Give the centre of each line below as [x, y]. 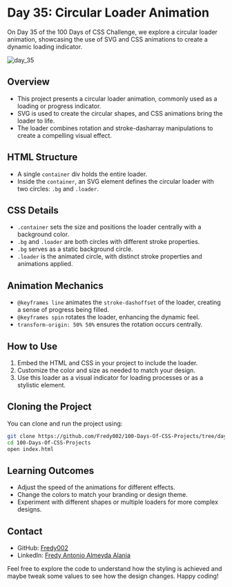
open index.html [30, 449]
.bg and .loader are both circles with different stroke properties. [108, 242]
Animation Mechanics [55, 286]
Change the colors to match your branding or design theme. [103, 495]
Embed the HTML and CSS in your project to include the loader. [107, 363]
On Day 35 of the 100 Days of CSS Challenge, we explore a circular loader [113, 32]
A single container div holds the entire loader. [82, 174]
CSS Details [33, 210]
